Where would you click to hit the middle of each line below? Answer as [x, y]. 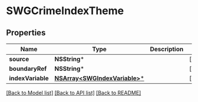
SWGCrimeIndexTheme [65, 11]
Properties [26, 33]
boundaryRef [28, 69]
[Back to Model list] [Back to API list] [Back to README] [74, 93]
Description [167, 49]
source [19, 59]
